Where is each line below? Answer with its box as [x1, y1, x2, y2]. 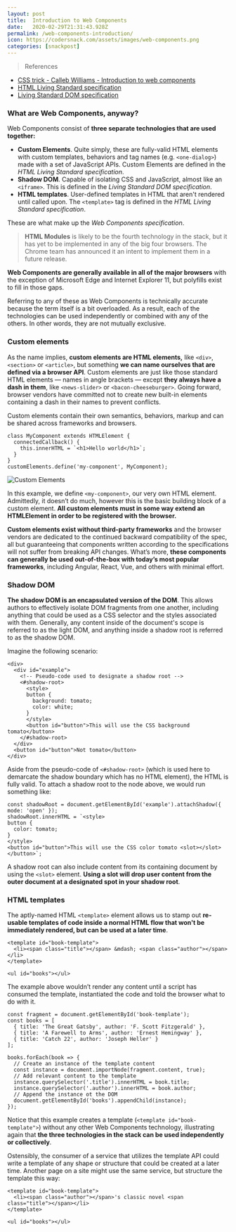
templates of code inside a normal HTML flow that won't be [28, 919, 205, 927]
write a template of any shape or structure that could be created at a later [7, 1159, 220, 1167]
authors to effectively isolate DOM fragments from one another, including [7, 603, 219, 611]
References [24, 63, 58, 70]
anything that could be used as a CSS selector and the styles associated [7, 611, 217, 619]
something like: [7, 787, 51, 796]
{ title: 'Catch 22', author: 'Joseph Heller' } [13, 1036, 159, 1043]
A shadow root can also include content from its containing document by [7, 862, 218, 871]
